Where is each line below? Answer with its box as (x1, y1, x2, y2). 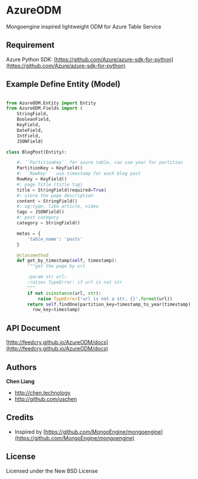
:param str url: (27, 274, 67, 280)
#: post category (16, 215, 60, 221)
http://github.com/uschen (14, 395, 77, 402)
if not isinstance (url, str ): (27, 290, 101, 296)
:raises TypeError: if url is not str (27, 280, 123, 286)
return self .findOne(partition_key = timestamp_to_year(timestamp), (27, 301, 194, 307)
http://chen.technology (14, 389, 71, 396)
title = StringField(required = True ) (16, 187, 107, 193)
